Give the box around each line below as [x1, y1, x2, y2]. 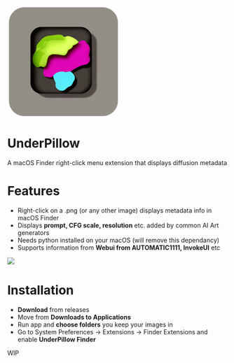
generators [17, 228, 50, 236]
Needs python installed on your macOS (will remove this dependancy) [17, 236, 219, 244]
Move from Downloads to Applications [17, 313, 131, 321]
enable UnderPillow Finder [17, 335, 96, 343]
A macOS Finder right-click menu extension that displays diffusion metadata [7, 158, 228, 166]
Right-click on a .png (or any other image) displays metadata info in [17, 206, 212, 215]
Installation [7, 283, 74, 299]
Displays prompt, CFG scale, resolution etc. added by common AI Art [17, 221, 219, 229]
